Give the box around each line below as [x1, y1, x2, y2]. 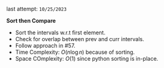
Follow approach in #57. [15, 42, 75, 49]
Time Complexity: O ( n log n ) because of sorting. [15, 48, 135, 56]
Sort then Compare [6, 17, 56, 24]
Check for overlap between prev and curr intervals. [15, 36, 144, 42]
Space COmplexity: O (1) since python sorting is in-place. [15, 55, 158, 62]
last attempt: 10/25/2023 [6, 6, 67, 12]
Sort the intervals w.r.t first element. [15, 29, 106, 36]
